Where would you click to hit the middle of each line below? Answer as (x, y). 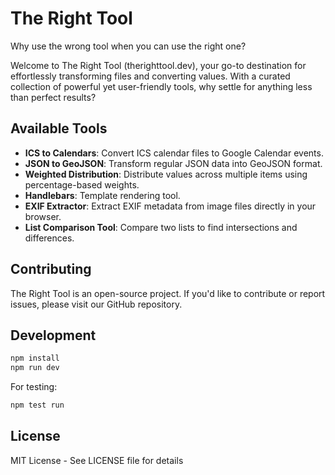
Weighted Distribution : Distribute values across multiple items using (166, 174)
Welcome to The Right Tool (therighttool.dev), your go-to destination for (158, 65)
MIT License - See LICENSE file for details (97, 460)
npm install (35, 358)
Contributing (51, 269)
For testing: (34, 387)
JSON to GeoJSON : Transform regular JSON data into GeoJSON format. (173, 163)
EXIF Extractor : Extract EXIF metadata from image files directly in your (170, 206)
